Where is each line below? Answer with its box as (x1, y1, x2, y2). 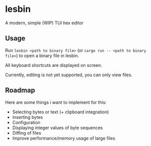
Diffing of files (12, 130, 41, 136)
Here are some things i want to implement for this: (5, 99, 107, 105)
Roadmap (5, 86, 36, 95)
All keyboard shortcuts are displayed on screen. (5, 62, 103, 68)
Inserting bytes (12, 114, 43, 120)
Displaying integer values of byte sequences (12, 125, 103, 131)
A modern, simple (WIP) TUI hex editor (5, 20, 84, 26)
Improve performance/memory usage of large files (12, 135, 115, 141)
